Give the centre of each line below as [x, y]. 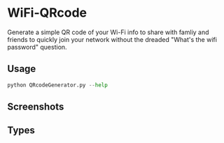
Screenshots [36, 107]
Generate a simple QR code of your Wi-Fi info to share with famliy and [108, 32]
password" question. [37, 47]
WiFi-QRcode [47, 13]
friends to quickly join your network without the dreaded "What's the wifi [112, 39]
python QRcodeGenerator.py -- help [58, 85]
